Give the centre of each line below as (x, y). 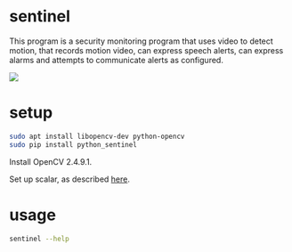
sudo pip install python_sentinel (73, 144)
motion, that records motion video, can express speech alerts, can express (146, 50)
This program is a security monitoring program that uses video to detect (141, 41)
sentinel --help (39, 239)
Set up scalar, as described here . (70, 179)
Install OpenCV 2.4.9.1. (51, 161)
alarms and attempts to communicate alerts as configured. (117, 60)
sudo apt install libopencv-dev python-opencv (97, 136)
